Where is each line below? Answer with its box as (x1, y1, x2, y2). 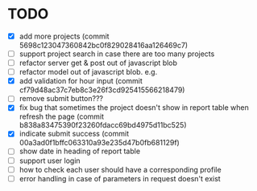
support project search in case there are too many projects (19, 49, 215, 59)
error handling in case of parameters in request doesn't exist (19, 173, 221, 183)
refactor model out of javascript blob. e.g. (19, 67, 158, 77)
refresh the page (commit (19, 112, 105, 121)
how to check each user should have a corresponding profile (19, 165, 222, 174)
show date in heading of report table (19, 146, 141, 156)
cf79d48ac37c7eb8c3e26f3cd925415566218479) (19, 85, 185, 95)
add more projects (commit (19, 31, 110, 41)
